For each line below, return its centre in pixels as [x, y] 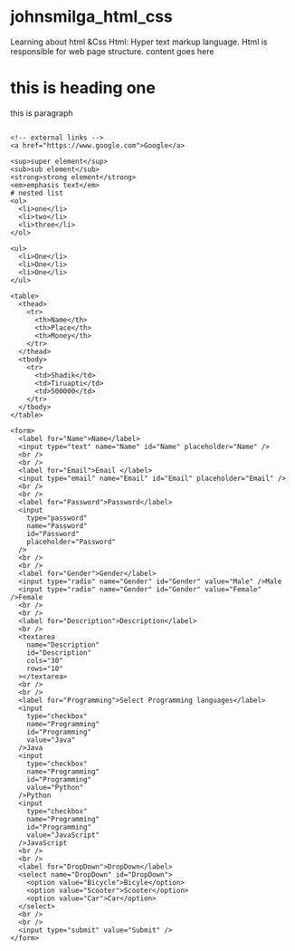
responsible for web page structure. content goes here [112, 51]
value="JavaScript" [63, 835]
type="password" [57, 518]
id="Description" [59, 653]
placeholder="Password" [71, 542]
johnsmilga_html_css [91, 17]
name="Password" [57, 526]
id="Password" [53, 533]
